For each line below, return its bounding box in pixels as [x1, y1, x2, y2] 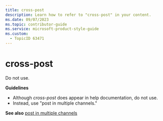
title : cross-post [5, 7, 44, 13]
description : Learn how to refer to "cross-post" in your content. [5, 12, 152, 17]
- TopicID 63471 [10, 36, 44, 41]
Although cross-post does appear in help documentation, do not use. [12, 94, 158, 101]
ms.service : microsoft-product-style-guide [5, 27, 99, 32]
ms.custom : [5, 31, 29, 36]
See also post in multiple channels [5, 110, 77, 116]
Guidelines [5, 85, 29, 91]
